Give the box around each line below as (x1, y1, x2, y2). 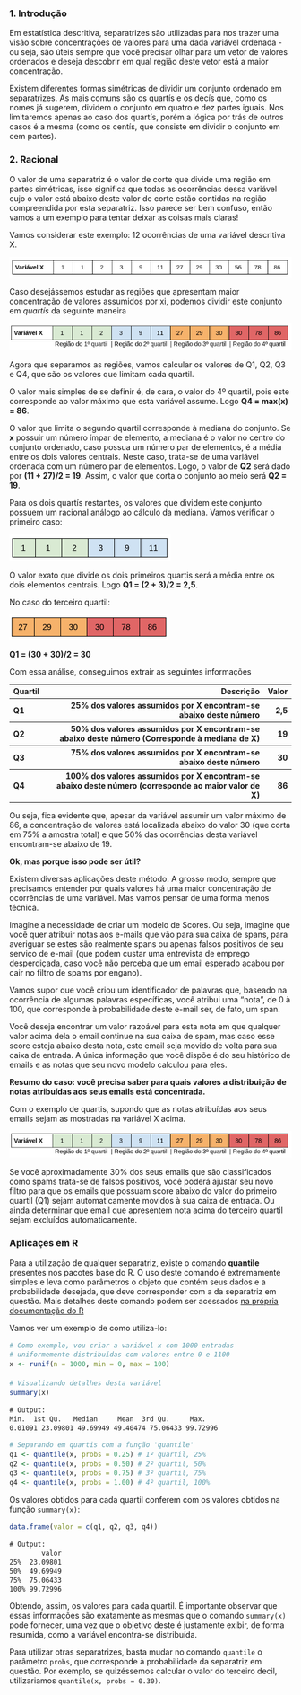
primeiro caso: (9, 516, 63, 527)
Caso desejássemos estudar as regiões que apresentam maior (9, 286, 240, 296)
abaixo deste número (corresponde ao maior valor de (56, 781, 261, 791)
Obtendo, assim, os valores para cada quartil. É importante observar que (9, 1601, 278, 1611)
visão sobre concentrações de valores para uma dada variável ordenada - (9, 37, 282, 48)
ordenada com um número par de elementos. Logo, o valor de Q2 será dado (9, 461, 291, 472)
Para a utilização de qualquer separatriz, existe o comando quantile (9, 1257, 260, 1268)
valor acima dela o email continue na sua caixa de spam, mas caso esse (9, 1030, 276, 1041)
